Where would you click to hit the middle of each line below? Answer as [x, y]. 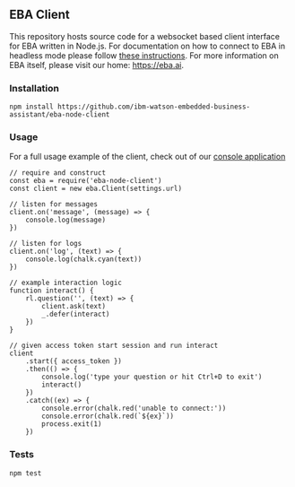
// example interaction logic [66, 283]
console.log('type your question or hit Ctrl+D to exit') [152, 377]
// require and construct [57, 173]
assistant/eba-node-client [60, 115]
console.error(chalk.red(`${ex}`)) [108, 416]
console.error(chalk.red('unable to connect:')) [134, 409]
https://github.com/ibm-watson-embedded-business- [154, 107]
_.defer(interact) [76, 314]
